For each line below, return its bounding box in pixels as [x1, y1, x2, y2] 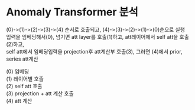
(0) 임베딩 [6, 68, 30, 75]
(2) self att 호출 [6, 82, 43, 89]
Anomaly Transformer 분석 [6, 5, 139, 19]
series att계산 [6, 55, 38, 62]
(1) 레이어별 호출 [6, 75, 44, 82]
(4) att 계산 [6, 97, 32, 104]
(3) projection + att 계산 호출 [6, 89, 74, 97]
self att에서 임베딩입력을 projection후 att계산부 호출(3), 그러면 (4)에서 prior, [6, 48, 183, 55]
